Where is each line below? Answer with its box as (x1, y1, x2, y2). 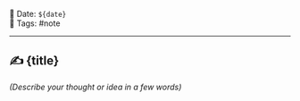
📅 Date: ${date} (9, 9, 67, 19)
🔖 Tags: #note (9, 18, 61, 29)
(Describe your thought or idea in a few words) (9, 81, 182, 92)
